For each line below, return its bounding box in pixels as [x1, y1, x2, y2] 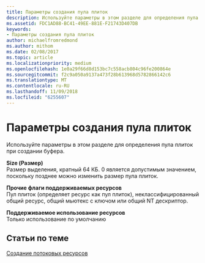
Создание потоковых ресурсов [6, 249, 88, 257]
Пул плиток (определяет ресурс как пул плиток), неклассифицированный [6, 190, 199, 198]
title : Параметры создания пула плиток [6, 9, 108, 15]
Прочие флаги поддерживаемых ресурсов [6, 184, 122, 191]
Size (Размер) [6, 159, 43, 166]
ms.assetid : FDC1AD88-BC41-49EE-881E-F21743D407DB [6, 20, 138, 26]
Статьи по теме [6, 233, 69, 243]
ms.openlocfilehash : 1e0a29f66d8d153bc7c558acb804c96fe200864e [6, 65, 171, 72]
